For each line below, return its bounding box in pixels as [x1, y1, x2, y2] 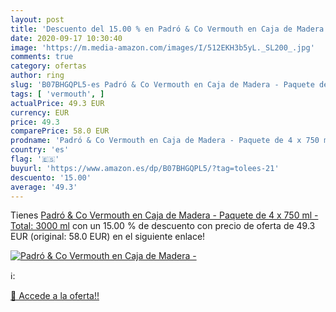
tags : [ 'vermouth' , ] [10, 89, 105, 99]
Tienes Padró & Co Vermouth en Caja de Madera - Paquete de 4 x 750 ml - [10, 209, 319, 221]
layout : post [10, 14, 65, 25]
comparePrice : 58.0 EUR [10, 126, 110, 136]
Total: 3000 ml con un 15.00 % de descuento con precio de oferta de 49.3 [10, 220, 316, 232]
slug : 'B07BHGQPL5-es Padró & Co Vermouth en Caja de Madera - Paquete [10, 80, 315, 90]
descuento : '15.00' [10, 172, 92, 183]
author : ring [10, 71, 65, 81]
